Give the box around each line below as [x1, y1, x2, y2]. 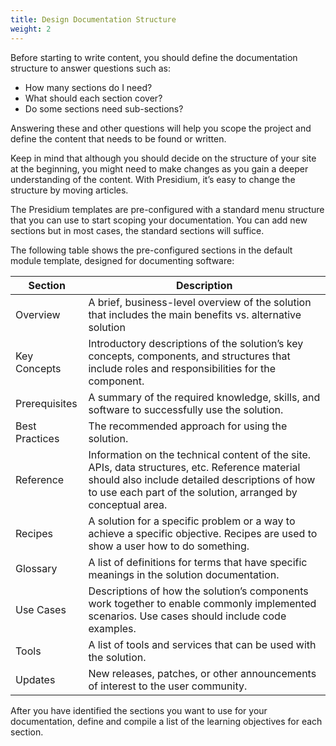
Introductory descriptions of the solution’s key [88, 336, 304, 350]
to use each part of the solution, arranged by [88, 485, 298, 499]
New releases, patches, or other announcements [88, 666, 317, 680]
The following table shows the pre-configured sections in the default [10, 244, 293, 256]
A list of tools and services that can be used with [88, 637, 317, 651]
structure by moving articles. [10, 184, 129, 196]
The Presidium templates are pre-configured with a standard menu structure [10, 203, 325, 215]
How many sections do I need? [24, 81, 153, 93]
